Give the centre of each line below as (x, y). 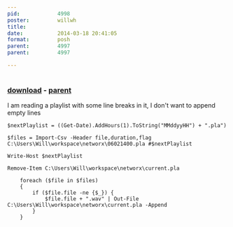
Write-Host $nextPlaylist (45, 156)
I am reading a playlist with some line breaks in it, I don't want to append (111, 105)
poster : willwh (42, 20)
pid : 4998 (39, 14)
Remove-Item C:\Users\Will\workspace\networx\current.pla (93, 168)
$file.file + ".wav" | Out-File (92, 199)
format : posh (39, 40)
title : (17, 27)
